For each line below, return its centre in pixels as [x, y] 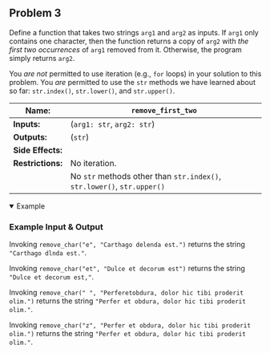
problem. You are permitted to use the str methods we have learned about [132, 82]
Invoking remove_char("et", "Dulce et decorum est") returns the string [127, 269]
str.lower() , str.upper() [117, 186]
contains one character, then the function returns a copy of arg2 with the [129, 41]
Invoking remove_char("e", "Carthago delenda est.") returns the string [127, 245]
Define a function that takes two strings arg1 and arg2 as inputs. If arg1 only [134, 32]
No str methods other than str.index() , [145, 176]
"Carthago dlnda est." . [48, 253]
